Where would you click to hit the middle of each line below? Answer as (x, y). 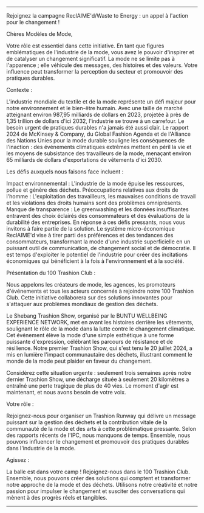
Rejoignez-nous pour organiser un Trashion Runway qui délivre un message (101, 416)
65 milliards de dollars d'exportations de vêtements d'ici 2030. (84, 160)
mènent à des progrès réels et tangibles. (57, 497)
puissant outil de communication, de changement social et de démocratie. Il (101, 248)
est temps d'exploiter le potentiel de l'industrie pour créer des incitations (97, 254)
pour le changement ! (33, 22)
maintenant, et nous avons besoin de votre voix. (66, 392)
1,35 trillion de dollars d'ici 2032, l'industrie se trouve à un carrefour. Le (95, 121)
